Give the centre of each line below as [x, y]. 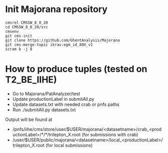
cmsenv [12, 31]
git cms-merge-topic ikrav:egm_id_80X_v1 [49, 45]
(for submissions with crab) [110, 134]
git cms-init [19, 36]
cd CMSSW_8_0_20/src [27, 27]
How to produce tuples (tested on [76, 69]
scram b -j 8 [19, 49]
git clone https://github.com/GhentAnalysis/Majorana [63, 40]
